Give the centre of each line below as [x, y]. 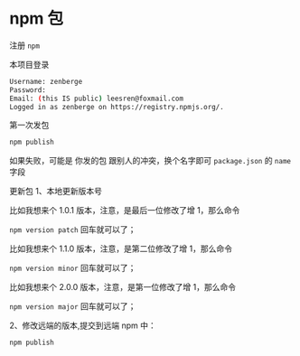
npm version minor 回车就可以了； [73, 268]
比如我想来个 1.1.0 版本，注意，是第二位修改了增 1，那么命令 [121, 248]
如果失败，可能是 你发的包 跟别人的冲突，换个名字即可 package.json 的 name [150, 161]
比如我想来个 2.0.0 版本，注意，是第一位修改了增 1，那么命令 [123, 287]
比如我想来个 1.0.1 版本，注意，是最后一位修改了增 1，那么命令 [125, 211]
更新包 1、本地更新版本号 [56, 192]
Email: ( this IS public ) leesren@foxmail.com [96, 98]
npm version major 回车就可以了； [73, 306]
